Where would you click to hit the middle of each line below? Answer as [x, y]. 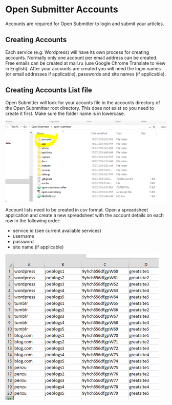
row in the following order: [33, 220]
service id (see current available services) [57, 230]
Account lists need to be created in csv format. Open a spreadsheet [77, 209]
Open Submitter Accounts [62, 9]
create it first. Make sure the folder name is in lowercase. [65, 113]
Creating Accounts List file [49, 90]
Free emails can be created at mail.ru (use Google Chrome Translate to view [85, 63]
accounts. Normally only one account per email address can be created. [81, 57]
